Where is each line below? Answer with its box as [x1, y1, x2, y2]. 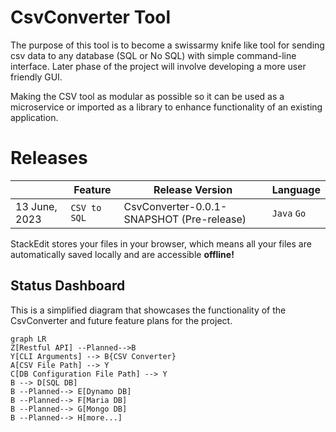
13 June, [15, 199, 58, 213]
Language [271, 182, 321, 196]
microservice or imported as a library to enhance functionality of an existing [10, 101, 323, 113]
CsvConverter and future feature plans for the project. [10, 314, 233, 326]
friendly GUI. [10, 71, 63, 83]
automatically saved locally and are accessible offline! [10, 248, 235, 260]
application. [10, 111, 59, 123]
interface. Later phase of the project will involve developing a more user [10, 60, 307, 72]
